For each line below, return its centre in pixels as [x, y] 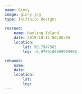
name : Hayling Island [36, 33]
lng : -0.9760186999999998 [50, 51]
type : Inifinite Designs [31, 19]
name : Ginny [17, 10]
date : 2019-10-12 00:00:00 [42, 38]
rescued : [14, 28]
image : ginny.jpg [23, 14]
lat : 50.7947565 [40, 47]
